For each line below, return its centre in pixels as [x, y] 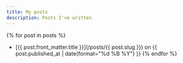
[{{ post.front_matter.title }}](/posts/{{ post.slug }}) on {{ [86, 47]
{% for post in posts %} [36, 35]
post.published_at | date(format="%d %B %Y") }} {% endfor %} [96, 53]
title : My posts [27, 12]
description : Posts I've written [49, 18]
